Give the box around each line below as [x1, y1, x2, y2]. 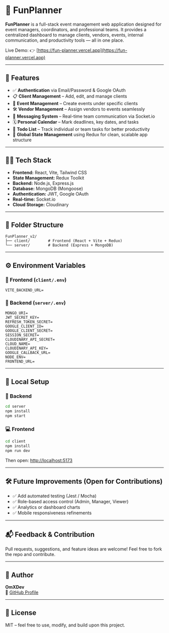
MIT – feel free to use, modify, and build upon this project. [5, 622, 125, 628]
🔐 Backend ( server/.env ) [5, 299, 66, 306]
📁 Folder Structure [5, 221, 64, 229]
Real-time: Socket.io [12, 196, 56, 202]
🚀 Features [5, 74, 40, 82]
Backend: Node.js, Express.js [12, 180, 74, 186]
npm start [5, 413, 26, 418]
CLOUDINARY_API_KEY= [5, 346, 49, 351]
